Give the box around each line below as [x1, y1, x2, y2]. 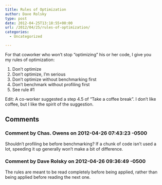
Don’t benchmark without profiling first [12, 81, 90, 87]
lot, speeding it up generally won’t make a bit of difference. [5, 146, 123, 152]
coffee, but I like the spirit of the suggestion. [5, 101, 94, 107]
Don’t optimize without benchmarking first [12, 76, 97, 82]
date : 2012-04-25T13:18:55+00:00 [5, 20, 73, 26]
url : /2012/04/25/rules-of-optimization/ [5, 25, 90, 30]
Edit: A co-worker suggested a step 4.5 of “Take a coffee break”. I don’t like [5, 96, 157, 102]
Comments [5, 115, 39, 123]
